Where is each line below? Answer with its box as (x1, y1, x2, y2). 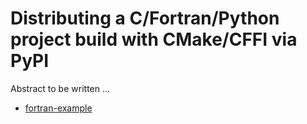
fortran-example (24, 102, 93, 114)
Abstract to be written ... (10, 82, 111, 94)
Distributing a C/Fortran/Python (10, 7, 280, 30)
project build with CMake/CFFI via (10, 28, 298, 51)
